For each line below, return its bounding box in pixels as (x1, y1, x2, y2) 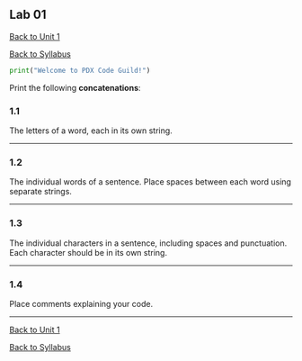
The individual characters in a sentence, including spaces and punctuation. (9, 238, 288, 248)
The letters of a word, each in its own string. (9, 125, 173, 136)
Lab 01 (9, 7, 47, 23)
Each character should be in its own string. (9, 247, 168, 257)
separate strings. (9, 186, 72, 197)
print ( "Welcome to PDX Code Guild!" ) (9, 66, 151, 75)
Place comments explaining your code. (9, 298, 154, 309)
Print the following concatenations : (9, 82, 141, 93)
